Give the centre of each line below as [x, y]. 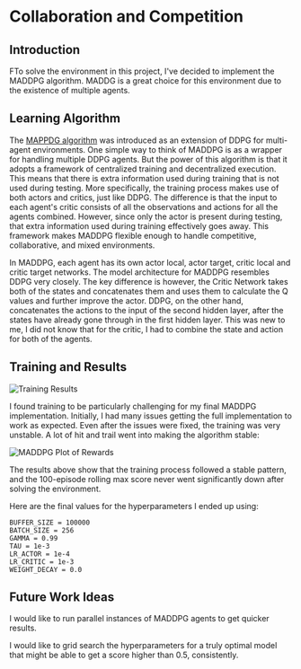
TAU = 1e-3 [30, 546]
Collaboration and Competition [127, 17]
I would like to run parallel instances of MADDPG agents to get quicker [139, 619]
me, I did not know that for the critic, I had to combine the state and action [146, 329]
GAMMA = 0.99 [34, 538]
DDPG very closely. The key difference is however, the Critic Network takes [149, 281]
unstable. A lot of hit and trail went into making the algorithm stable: [134, 435]
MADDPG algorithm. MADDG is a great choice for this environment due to [145, 81]
